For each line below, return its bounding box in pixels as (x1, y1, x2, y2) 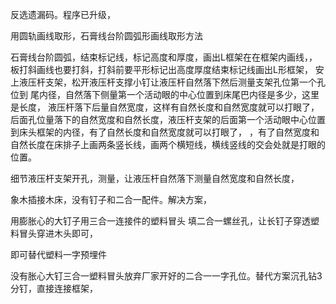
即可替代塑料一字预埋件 (10, 249, 107, 260)
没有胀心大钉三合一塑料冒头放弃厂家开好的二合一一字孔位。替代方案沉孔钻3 (10, 270, 323, 282)
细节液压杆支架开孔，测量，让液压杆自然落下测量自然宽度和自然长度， (10, 173, 300, 184)
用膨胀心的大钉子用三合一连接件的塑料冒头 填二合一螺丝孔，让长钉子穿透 (10, 215, 311, 227)
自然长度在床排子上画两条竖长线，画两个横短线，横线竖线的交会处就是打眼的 (10, 139, 326, 150)
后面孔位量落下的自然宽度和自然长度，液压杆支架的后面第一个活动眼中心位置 (10, 114, 326, 125)
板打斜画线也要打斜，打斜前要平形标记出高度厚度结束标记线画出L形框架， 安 (10, 64, 325, 75)
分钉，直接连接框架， (10, 283, 98, 294)
